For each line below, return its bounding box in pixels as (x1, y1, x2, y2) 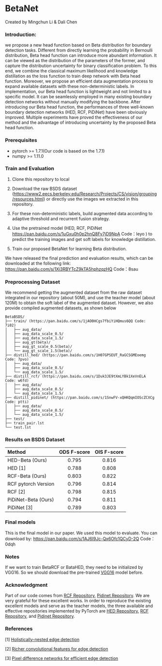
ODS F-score (59, 449, 90, 456)
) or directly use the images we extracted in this (43, 196, 139, 202)
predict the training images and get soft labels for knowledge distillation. (12, 236, 156, 242)
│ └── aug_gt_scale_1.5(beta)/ (5, 348, 73, 354)
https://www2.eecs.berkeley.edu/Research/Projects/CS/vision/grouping (14, 190, 157, 197)
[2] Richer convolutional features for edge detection (5, 646, 108, 651)
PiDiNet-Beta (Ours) (7, 496, 54, 503)
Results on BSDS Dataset (5, 436, 65, 443)
